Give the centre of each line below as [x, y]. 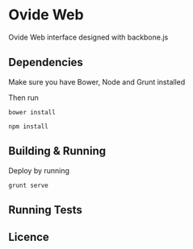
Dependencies [46, 62]
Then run [23, 98]
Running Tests [45, 210]
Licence [29, 237]
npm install [28, 127]
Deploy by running [39, 170]
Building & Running [57, 151]
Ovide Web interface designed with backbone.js [88, 37]
